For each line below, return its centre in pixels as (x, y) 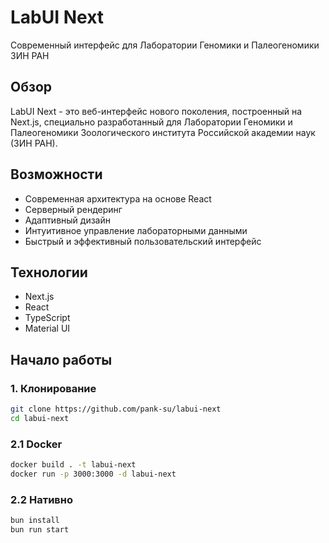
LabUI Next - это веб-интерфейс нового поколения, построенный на (156, 111)
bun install (35, 521)
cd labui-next (40, 418)
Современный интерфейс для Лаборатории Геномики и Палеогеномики (165, 45)
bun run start (40, 530)
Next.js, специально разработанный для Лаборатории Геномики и (151, 122)
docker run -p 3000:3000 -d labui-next (93, 474)
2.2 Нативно (41, 499)
